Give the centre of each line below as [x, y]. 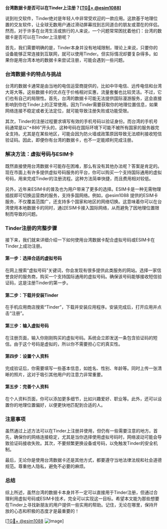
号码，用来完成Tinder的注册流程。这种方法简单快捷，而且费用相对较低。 [79, 178]
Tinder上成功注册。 [25, 246]
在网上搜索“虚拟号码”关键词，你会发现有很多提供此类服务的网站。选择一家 [81, 270]
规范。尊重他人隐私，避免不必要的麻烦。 [46, 466]
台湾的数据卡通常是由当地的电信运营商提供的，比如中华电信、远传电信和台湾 [83, 86]
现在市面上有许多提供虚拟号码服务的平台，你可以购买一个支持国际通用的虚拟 [83, 172]
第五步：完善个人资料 [27, 387]
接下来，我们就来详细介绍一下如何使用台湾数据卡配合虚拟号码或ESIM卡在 [80, 240]
